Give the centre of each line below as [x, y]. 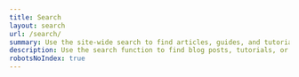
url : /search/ [36, 34]
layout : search [37, 26]
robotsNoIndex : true [48, 58]
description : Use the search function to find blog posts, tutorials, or [149, 50]
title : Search [36, 17]
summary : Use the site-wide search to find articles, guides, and [135, 42]
